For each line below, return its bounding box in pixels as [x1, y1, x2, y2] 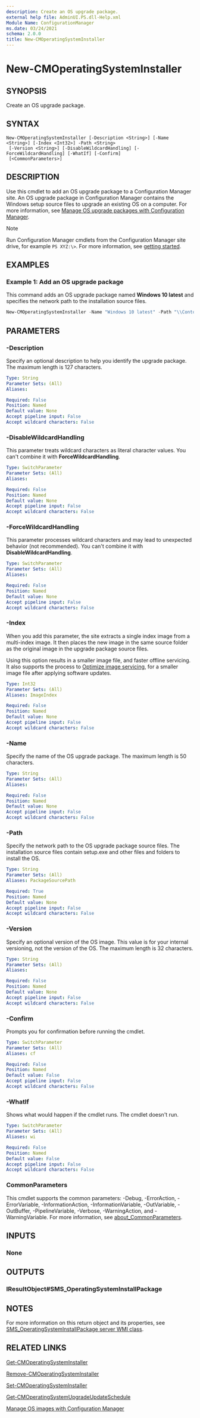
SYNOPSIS [6, 86, 47, 96]
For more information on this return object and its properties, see [6, 1319, 165, 1326]
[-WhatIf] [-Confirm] [67, 150, 121, 156]
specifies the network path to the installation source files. [6, 298, 147, 305]
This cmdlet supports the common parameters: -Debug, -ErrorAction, [6, 1194, 177, 1201]
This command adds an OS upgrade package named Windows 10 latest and [6, 291, 194, 298]
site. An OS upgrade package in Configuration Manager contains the [6, 194, 174, 201]
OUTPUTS [6, 1267, 45, 1277]
